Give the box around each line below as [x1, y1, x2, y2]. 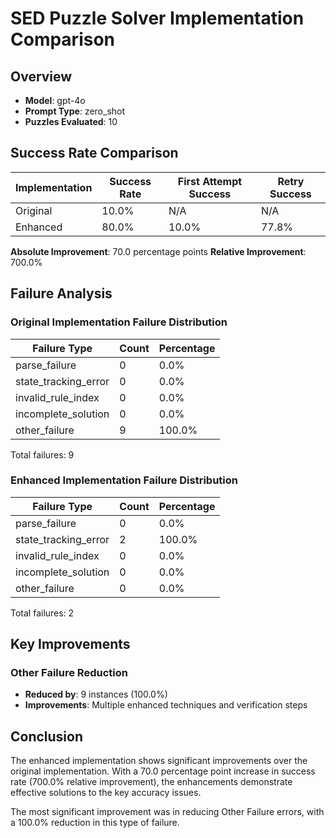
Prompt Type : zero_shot [24, 105, 126, 117]
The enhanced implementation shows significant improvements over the [10, 755, 308, 767]
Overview [10, 68, 73, 85]
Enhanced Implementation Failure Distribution [10, 473, 238, 487]
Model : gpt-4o [24, 95, 86, 106]
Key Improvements [10, 636, 131, 653]
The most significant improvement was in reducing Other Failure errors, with [10, 806, 325, 818]
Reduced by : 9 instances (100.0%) [24, 688, 168, 701]
